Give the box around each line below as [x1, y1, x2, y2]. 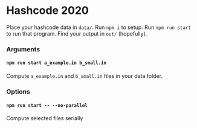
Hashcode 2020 [6, 4, 89, 18]
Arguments [6, 45, 40, 53]
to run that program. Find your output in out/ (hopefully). [6, 30, 147, 37]
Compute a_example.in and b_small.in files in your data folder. [6, 72, 163, 80]
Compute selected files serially [6, 115, 83, 122]
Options [6, 87, 30, 95]
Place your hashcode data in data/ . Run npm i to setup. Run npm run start [6, 24, 192, 31]
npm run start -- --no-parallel [6, 102, 88, 109]
